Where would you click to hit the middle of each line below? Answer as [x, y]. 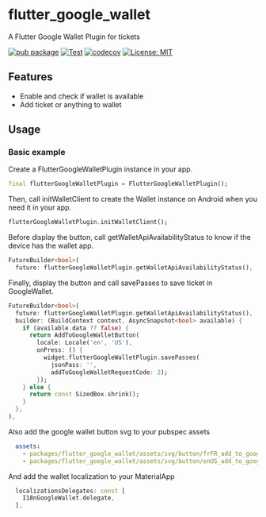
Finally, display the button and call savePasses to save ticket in [110, 283]
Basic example [37, 152]
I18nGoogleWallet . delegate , [68, 498]
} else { [37, 387]
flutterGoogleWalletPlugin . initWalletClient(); [88, 222]
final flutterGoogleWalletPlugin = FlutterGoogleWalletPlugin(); [118, 184]
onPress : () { [60, 350]
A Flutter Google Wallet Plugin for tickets [74, 37]
